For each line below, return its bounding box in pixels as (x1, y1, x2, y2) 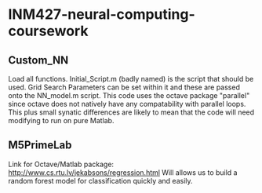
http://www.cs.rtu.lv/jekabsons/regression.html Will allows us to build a (8, 167, 238, 177)
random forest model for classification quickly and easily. (8, 176, 194, 185)
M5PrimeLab (8, 139, 72, 152)
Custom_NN (8, 53, 69, 67)
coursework (8, 22, 89, 40)
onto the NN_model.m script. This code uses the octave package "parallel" (8, 91, 250, 100)
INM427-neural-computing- (8, 5, 196, 24)
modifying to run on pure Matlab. (8, 116, 115, 125)
